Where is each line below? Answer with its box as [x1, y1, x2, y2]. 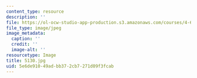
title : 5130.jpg [6, 57, 46, 63]
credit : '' [11, 42, 38, 48]
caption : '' [11, 36, 41, 42]
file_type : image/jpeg [6, 25, 62, 31]
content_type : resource [6, 8, 64, 15]
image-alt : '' [11, 47, 46, 53]
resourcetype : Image [6, 52, 57, 58]
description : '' [6, 14, 46, 20]
